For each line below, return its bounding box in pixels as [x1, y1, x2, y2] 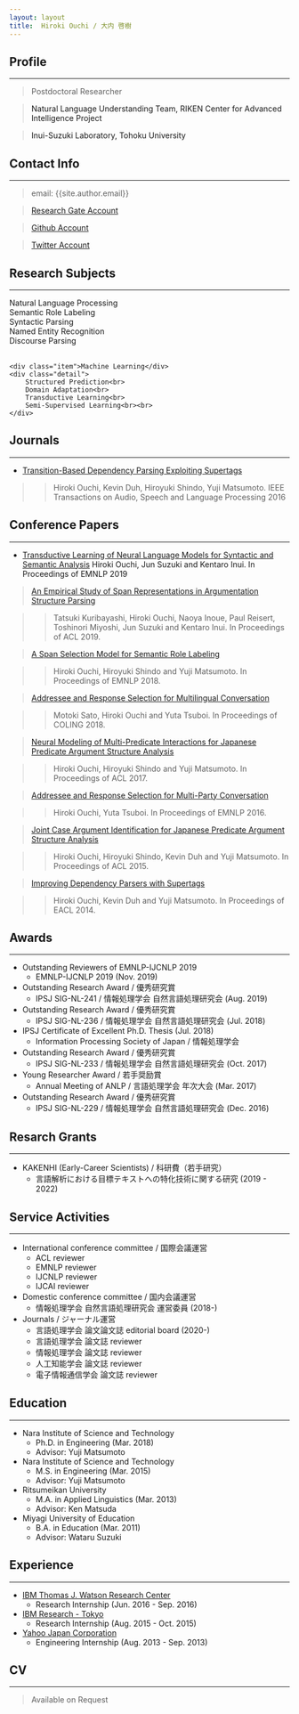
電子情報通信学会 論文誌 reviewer [35, 1369, 158, 1380]
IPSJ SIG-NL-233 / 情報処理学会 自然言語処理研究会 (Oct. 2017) [35, 1059, 268, 1069]
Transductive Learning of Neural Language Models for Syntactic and [21, 549, 274, 560]
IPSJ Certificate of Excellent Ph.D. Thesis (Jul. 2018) [21, 1026, 214, 1036]
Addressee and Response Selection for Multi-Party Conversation [30, 790, 269, 800]
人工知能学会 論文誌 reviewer [35, 1359, 142, 1369]
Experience [9, 1557, 74, 1572]
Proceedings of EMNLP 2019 [21, 568, 128, 579]
